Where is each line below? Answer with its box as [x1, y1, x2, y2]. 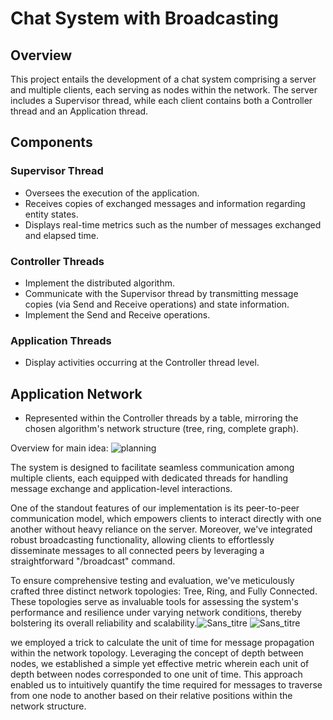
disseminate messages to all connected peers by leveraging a [10, 545, 265, 557]
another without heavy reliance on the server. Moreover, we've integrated [10, 523, 313, 536]
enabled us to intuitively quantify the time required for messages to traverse [10, 679, 323, 691]
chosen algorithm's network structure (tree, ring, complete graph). [24, 423, 300, 435]
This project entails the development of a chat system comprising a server [10, 73, 317, 85]
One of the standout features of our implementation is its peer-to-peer [10, 502, 300, 514]
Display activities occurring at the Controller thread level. [24, 357, 260, 369]
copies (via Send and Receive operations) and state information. [24, 298, 290, 310]
